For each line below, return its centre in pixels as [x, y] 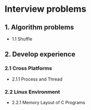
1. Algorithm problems [39, 27]
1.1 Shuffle [22, 39]
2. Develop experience [40, 54]
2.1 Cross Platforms [28, 68]
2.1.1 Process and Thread [37, 79]
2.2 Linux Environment [32, 92]
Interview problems [45, 9]
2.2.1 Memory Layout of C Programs [48, 102]
